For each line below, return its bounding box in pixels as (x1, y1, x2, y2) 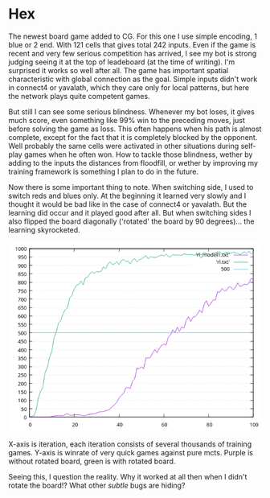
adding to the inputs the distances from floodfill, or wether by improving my (8, 158, 259, 167)
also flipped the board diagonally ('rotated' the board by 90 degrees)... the (8, 216, 255, 226)
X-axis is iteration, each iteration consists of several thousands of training (8, 439, 252, 449)
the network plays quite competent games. (8, 91, 150, 101)
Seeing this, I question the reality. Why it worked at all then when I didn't (8, 471, 247, 481)
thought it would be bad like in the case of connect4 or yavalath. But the (8, 199, 247, 209)
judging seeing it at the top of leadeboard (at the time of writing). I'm (8, 57, 235, 67)
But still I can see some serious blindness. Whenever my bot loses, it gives (8, 106, 255, 117)
